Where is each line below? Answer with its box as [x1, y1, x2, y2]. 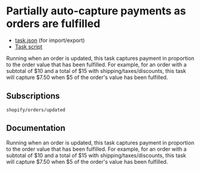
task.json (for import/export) [14, 36, 85, 44]
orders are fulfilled [6, 17, 101, 30]
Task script [14, 43, 43, 50]
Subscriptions [6, 91, 60, 101]
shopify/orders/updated [6, 106, 66, 113]
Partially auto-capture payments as [6, 4, 186, 18]
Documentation [6, 123, 66, 133]
